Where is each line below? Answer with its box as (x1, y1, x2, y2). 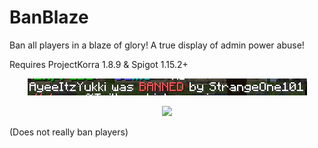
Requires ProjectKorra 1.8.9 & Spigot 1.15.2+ (9, 58, 189, 70)
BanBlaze (9, 6, 89, 29)
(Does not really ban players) (9, 126, 129, 138)
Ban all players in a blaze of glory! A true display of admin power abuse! (9, 39, 305, 51)
